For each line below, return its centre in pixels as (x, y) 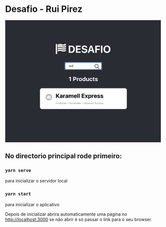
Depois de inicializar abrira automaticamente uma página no (66, 214)
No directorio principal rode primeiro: (63, 156)
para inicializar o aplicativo (32, 204)
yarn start (18, 194)
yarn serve (18, 170)
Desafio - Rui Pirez (44, 9)
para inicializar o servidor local (36, 181)
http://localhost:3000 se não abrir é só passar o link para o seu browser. (79, 219)
